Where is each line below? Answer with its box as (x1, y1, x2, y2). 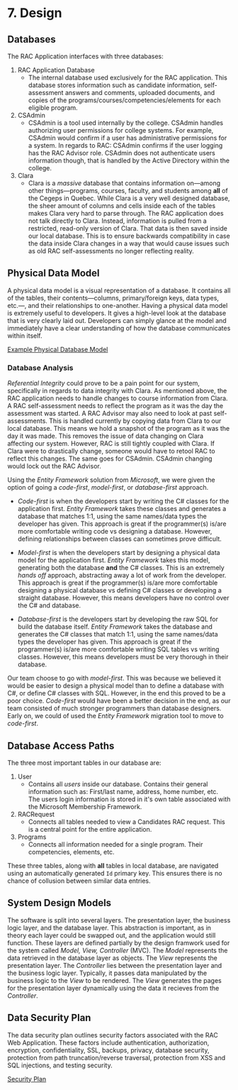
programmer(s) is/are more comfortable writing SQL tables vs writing (17, 645, 220, 654)
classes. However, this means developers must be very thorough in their (17, 653, 229, 661)
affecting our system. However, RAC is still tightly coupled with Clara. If (7, 439, 215, 448)
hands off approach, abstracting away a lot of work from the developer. (17, 571, 227, 580)
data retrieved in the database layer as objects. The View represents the (7, 953, 217, 962)
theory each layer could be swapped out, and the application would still (7, 931, 216, 940)
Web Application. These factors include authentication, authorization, (7, 1038, 210, 1047)
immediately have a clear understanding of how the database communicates (7, 324, 231, 332)
